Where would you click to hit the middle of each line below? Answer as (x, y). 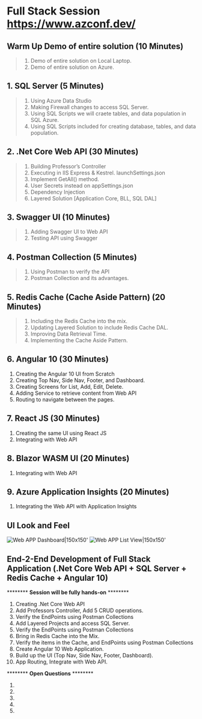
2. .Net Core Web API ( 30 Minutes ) (73, 152)
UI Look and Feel (38, 526)
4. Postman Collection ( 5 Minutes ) (72, 257)
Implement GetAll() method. (65, 179)
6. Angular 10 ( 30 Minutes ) (58, 359)
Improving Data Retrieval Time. (69, 334)
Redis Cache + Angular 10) (58, 578)
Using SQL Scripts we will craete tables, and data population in (108, 113)
